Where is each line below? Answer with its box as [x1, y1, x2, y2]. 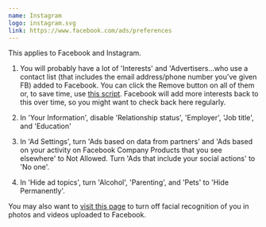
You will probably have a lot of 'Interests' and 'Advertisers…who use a [19, 64, 249, 73]
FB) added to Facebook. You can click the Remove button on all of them [19, 80, 255, 90]
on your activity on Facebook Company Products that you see [19, 145, 222, 155]
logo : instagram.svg [8, 19, 77, 27]
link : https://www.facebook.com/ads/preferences [8, 26, 172, 34]
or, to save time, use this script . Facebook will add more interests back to [19, 89, 259, 99]
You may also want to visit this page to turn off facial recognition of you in [8, 202, 249, 211]
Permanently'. [19, 186, 66, 196]
